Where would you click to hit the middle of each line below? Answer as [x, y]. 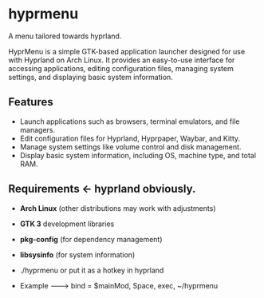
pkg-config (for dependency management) [91, 239]
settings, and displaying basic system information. [91, 77]
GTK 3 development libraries [67, 224]
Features [31, 102]
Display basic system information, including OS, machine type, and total [138, 155]
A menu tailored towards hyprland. [65, 36]
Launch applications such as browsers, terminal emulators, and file [130, 121]
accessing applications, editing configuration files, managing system [121, 68]
